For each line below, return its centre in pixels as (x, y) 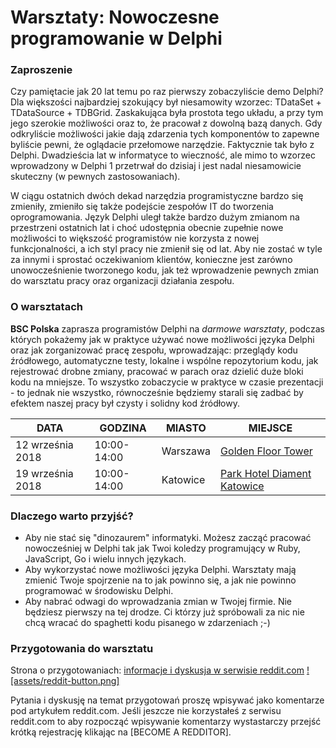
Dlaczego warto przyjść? (72, 516)
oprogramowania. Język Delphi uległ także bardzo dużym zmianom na (155, 217)
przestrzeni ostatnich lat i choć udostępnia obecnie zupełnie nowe (147, 228)
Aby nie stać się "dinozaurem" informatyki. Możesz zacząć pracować (168, 538)
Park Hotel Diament (266, 473)
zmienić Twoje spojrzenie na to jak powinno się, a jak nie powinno (160, 580)
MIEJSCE (270, 428)
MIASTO (186, 428)
